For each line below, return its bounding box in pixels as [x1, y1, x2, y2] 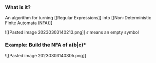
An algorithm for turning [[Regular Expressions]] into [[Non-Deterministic [5, 15, 152, 21]
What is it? [5, 4, 31, 11]
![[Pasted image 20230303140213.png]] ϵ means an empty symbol [5, 30, 139, 35]
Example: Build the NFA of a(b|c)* [5, 42, 86, 48]
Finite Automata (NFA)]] [5, 20, 53, 26]
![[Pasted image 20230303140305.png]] [5, 52, 86, 58]
